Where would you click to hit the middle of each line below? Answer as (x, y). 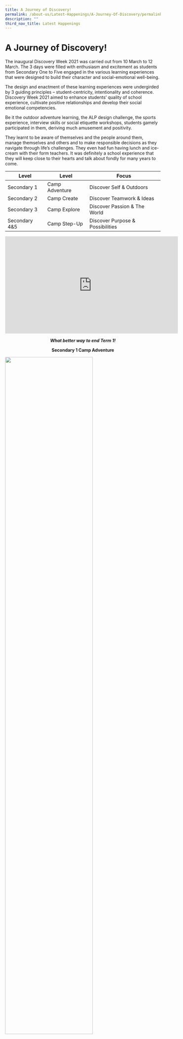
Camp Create (62, 199)
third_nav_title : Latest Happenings (43, 23)
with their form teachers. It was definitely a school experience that (86, 153)
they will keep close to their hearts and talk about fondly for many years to (81, 159)
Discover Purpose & (112, 221)
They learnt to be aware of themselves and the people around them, (74, 138)
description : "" (22, 19)
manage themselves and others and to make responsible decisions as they (81, 143)
